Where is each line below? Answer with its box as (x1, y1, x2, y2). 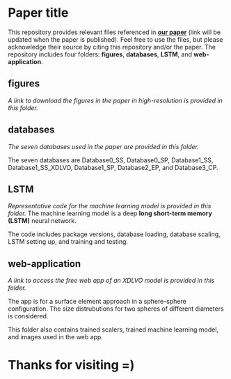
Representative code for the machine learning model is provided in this (8, 202, 212, 210)
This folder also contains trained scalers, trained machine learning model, (8, 325, 218, 334)
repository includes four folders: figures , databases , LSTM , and (8, 50, 193, 59)
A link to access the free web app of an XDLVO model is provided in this (8, 277, 215, 285)
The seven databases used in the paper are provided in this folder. (8, 142, 199, 150)
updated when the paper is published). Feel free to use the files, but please (8, 35, 223, 43)
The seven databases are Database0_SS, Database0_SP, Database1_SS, (8, 155, 214, 164)
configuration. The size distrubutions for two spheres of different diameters (8, 304, 225, 313)
